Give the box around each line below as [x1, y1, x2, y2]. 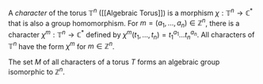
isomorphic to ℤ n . [8, 66, 66, 76]
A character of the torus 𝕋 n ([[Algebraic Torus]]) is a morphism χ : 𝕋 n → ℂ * [8, 7, 253, 17]
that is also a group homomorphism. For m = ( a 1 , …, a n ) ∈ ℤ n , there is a [8, 17, 240, 30]
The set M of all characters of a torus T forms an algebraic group [8, 57, 220, 67]
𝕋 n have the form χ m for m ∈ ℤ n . [8, 40, 115, 51]
